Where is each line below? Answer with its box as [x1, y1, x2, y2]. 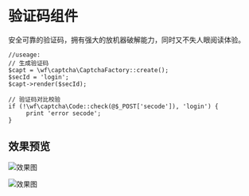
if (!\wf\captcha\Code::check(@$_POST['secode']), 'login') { [8, 102, 219, 110]
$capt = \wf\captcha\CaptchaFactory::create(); [8, 66, 169, 74]
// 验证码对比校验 [8, 95, 61, 103]
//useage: [8, 51, 41, 59]
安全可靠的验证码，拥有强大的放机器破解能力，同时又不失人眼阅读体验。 [8, 35, 245, 44]
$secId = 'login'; [8, 73, 69, 81]
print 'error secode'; [25, 109, 102, 117]
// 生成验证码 [8, 59, 49, 67]
